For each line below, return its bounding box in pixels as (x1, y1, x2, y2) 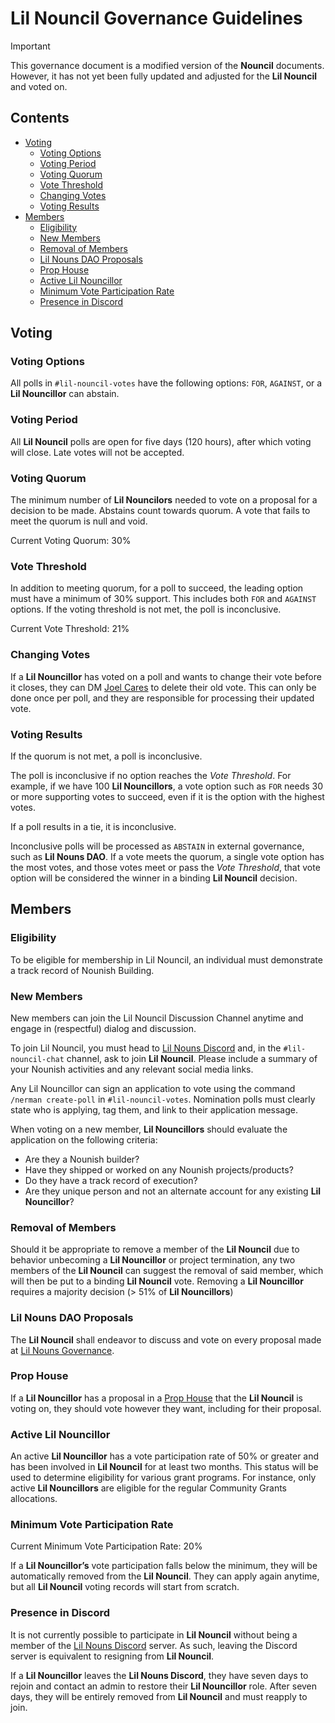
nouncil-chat (10, 1054, 65, 1064)
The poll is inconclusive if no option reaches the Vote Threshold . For (10, 769, 292, 781)
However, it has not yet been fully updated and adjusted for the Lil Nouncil (10, 70, 318, 82)
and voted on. (10, 80, 68, 92)
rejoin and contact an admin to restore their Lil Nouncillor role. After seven (10, 1680, 318, 1692)
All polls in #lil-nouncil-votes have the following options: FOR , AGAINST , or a (10, 377, 323, 389)
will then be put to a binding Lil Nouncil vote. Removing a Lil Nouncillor (10, 1275, 304, 1287)
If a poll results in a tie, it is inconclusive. (10, 820, 177, 832)
